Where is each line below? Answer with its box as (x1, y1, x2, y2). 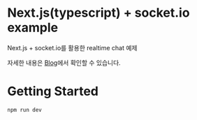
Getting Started (7, 84, 99, 99)
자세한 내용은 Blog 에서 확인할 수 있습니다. (7, 58, 121, 67)
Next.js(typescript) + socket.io (7, 5, 190, 21)
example (7, 20, 59, 36)
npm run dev (7, 106, 42, 113)
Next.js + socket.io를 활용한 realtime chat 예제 (7, 43, 138, 52)
